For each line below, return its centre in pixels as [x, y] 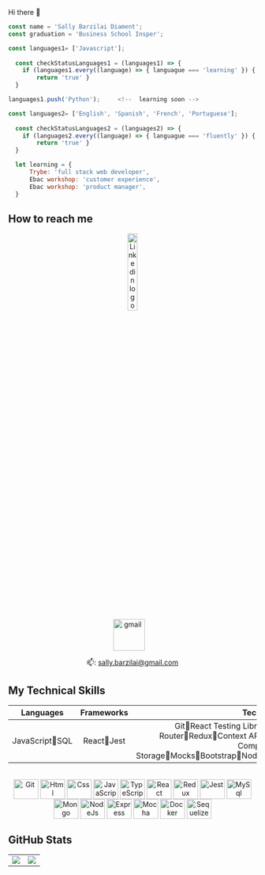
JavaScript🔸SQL [43, 741]
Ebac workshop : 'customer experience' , [94, 179]
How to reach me [50, 219]
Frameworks [104, 713]
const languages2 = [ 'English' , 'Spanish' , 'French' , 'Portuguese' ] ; [123, 114]
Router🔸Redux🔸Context [203, 736]
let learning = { [44, 165]
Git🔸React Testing [208, 726]
